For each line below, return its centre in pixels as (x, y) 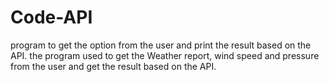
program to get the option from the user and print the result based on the (161, 45)
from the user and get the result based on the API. (113, 66)
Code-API (51, 17)
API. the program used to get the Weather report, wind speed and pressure (165, 55)
